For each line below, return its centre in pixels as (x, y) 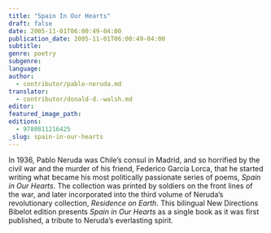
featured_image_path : (45, 114)
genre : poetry (33, 54)
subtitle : (25, 46)
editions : (25, 122)
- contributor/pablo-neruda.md (69, 84)
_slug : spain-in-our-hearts (56, 136)
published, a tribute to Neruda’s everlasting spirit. (91, 220)
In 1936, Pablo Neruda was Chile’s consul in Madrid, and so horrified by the (134, 160)
